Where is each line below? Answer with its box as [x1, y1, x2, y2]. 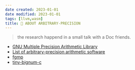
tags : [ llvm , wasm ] [5, 16, 43, 21]
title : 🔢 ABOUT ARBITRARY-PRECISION [5, 21, 81, 26]
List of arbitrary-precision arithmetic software [12, 49, 105, 55]
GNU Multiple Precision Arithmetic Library [12, 44, 98, 49]
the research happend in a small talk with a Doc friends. [17, 34, 131, 40]
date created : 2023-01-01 [5, 7, 58, 12]
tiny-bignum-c [12, 59, 42, 65]
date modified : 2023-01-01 [5, 12, 61, 17]
